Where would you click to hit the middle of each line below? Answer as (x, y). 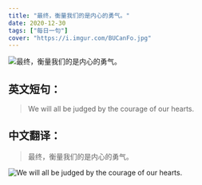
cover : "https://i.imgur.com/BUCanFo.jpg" (80, 38)
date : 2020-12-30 (37, 23)
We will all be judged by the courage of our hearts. (111, 109)
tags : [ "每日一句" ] (38, 30)
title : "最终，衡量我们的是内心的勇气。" (69, 16)
